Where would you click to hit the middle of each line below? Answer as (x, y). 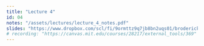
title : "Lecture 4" (31, 12)
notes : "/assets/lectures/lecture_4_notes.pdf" (68, 23)
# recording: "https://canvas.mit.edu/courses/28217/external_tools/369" (102, 34)
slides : (16, 28)
